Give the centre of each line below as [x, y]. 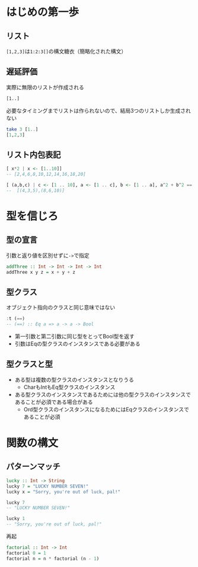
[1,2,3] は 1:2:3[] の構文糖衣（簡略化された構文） [66, 51]
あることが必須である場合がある [54, 402]
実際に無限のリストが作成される [45, 87]
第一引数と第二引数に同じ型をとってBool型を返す [75, 337]
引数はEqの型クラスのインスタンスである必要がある [77, 344]
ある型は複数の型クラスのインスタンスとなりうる [74, 379]
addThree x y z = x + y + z [41, 272]
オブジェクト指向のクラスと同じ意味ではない [61, 308]
